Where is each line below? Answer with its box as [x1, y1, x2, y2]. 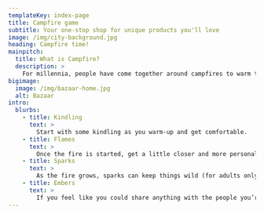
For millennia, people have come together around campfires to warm [22, 70, 251, 78]
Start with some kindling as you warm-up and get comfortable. [36, 128, 247, 136]
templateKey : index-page [8, 11, 90, 20]
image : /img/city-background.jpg [8, 33, 118, 42]
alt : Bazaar [15, 92, 55, 100]
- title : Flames [22, 135, 76, 143]
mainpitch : [8, 48, 44, 56]
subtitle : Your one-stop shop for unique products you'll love [8, 26, 220, 34]
